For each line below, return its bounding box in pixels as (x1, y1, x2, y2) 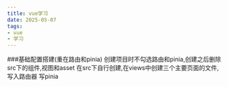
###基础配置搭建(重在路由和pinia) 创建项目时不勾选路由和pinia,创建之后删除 (7, 55, 221, 64)
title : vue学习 (7, 10, 49, 17)
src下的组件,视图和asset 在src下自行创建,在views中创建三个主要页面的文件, (7, 64, 219, 72)
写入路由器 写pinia (7, 73, 59, 81)
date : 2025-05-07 (7, 16, 57, 23)
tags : (7, 23, 23, 29)
